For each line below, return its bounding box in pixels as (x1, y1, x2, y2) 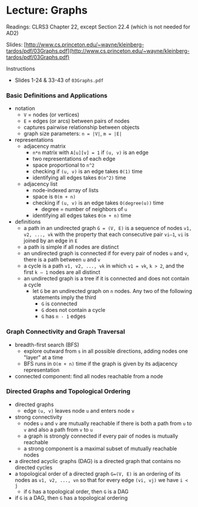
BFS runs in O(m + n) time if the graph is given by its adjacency (23, 360, 178, 367)
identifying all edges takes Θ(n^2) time (32, 174, 126, 181)
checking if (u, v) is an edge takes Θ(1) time (32, 168, 143, 175)
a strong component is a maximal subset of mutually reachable (23, 445, 177, 452)
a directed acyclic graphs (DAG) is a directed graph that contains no (14, 457, 181, 464)
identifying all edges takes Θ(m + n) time (32, 212, 132, 219)
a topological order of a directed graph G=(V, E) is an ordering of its (14, 470, 181, 477)
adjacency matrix (23, 143, 66, 150)
